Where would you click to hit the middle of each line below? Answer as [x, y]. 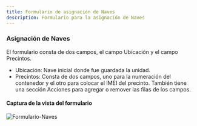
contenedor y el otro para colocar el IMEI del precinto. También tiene [101, 83]
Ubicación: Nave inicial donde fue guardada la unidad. [82, 70]
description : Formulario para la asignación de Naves [76, 18]
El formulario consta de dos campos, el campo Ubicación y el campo [92, 51]
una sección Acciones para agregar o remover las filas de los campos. [103, 89]
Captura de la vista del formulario [49, 103]
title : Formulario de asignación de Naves [61, 12]
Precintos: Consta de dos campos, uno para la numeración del [93, 76]
